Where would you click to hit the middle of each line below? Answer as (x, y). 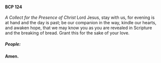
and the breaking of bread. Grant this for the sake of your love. (67, 33)
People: (13, 44)
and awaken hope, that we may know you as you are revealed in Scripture (79, 28)
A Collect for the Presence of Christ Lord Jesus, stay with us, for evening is (80, 17)
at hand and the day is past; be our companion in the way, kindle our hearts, (81, 23)
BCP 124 (14, 7)
